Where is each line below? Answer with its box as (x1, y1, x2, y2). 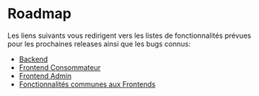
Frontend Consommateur (18, 62, 101, 72)
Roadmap (7, 5, 72, 23)
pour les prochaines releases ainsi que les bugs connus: (7, 39, 191, 48)
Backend (18, 54, 48, 64)
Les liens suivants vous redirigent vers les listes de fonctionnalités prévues (7, 31, 251, 40)
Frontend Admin (18, 71, 72, 80)
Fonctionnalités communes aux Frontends (18, 79, 156, 89)
